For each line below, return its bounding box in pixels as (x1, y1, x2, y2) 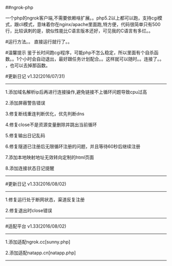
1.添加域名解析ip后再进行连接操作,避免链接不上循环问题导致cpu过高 (5, 89, 147, 95)
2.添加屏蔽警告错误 (5, 100, 46, 106)
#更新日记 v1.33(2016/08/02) (5, 181, 67, 187)
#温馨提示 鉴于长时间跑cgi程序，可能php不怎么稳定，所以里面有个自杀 (5, 50, 155, 55)
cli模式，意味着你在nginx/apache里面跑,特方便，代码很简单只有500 (18, 22, 161, 27)
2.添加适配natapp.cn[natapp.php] (5, 250, 76, 256)
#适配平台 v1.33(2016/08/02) (5, 223, 67, 229)
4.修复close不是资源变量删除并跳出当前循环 (5, 121, 97, 128)
